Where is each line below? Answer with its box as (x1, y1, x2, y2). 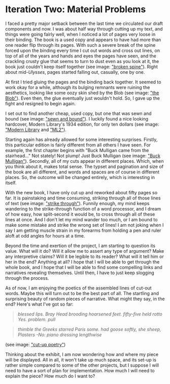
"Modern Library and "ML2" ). (5, 126, 67, 133)
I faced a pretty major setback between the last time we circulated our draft (5, 20, 163, 26)
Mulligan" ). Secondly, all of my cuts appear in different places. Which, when (5, 158, 164, 164)
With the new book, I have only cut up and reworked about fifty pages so (5, 189, 158, 195)
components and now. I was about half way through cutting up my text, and (5, 25, 163, 32)
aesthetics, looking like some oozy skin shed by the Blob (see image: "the (5, 90, 159, 96)
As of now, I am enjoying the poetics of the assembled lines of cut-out (5, 285, 152, 291)
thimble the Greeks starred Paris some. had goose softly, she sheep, (17, 326, 161, 332)
